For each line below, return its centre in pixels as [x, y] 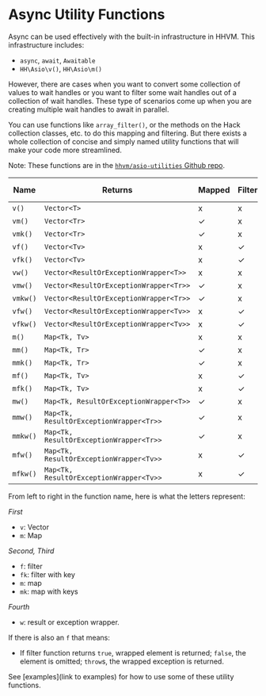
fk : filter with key [47, 574]
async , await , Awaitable [57, 60]
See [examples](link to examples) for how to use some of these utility [121, 676]
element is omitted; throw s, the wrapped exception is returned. [122, 661]
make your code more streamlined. [65, 150]
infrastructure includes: [46, 44]
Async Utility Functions [87, 15]
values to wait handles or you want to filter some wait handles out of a [123, 92]
